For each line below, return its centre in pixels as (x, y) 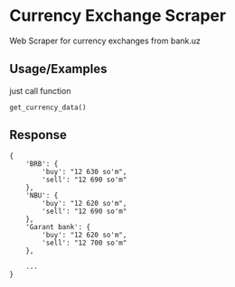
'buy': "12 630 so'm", (85, 171)
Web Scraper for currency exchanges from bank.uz (105, 41)
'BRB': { (42, 163)
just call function (40, 90)
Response (38, 135)
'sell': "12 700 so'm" (85, 243)
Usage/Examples (58, 69)
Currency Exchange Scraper (118, 16)
